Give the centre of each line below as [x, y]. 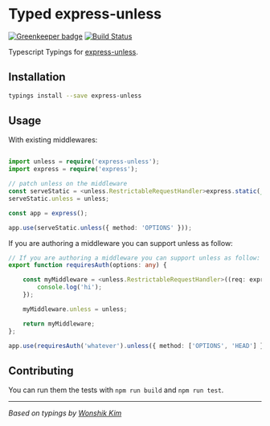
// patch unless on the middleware [68, 184]
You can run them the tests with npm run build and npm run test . [116, 390]
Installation [37, 77]
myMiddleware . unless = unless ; [75, 309]
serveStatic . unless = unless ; [59, 199]
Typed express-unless [85, 14]
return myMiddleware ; [59, 324]
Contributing [41, 371]
